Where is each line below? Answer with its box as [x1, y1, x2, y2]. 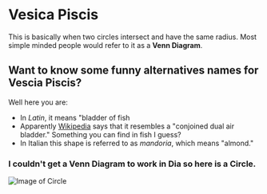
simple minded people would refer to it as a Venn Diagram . [8, 40, 203, 49]
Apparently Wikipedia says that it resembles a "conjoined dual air [19, 121, 235, 131]
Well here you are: [8, 97, 68, 107]
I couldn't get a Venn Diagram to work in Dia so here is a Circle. [8, 158, 257, 169]
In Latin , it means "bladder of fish [19, 113, 130, 122]
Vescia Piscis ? [8, 76, 82, 89]
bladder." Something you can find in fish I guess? [19, 129, 181, 139]
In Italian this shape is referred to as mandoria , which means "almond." [19, 138, 254, 148]
